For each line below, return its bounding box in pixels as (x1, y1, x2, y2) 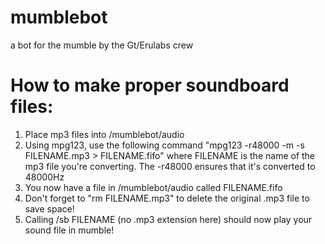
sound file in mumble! (24, 224, 115, 236)
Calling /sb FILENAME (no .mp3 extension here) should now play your (24, 213, 313, 225)
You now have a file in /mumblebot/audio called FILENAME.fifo (24, 181, 283, 193)
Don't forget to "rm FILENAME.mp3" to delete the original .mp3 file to (24, 192, 310, 204)
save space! (24, 202, 75, 215)
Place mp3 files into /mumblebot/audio (24, 128, 185, 140)
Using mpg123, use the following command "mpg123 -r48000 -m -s (24, 139, 305, 151)
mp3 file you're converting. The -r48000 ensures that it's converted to (24, 160, 316, 172)
